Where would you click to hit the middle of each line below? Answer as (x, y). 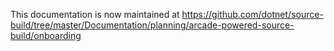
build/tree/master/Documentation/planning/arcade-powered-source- (152, 25)
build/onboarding (46, 35)
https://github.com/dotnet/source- (252, 14)
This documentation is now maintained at (95, 14)
